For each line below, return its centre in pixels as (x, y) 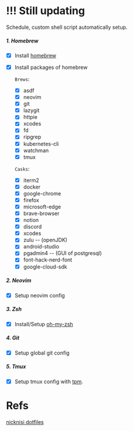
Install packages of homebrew (51, 67)
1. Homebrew (22, 41)
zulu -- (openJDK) (45, 240)
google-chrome (42, 193)
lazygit (31, 111)
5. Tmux (16, 367)
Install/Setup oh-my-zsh (44, 324)
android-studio (41, 247)
